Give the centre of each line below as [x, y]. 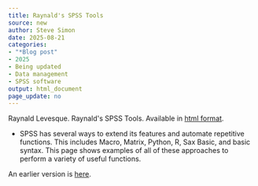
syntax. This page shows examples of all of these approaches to [124, 151]
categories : [28, 45]
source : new [28, 23]
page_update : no [35, 96]
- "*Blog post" [33, 52]
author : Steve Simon [42, 30]
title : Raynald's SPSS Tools [56, 15]
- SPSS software [35, 81]
